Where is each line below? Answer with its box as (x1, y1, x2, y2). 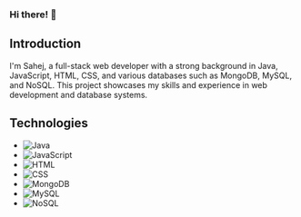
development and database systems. (9, 89, 148, 100)
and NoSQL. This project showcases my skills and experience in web (9, 79, 268, 90)
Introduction (9, 36, 82, 52)
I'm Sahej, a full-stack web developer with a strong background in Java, (9, 60, 279, 71)
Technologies (9, 115, 89, 131)
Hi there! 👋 (9, 8, 57, 21)
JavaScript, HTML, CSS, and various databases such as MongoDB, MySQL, (9, 70, 293, 81)
